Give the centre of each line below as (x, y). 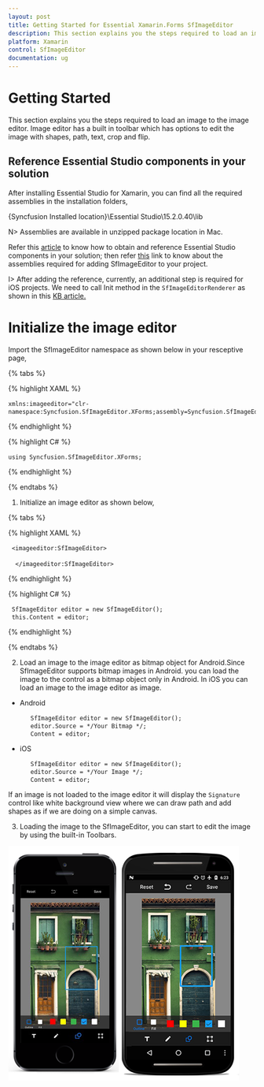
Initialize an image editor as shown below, (87, 502)
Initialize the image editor (92, 328)
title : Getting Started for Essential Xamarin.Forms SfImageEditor (121, 25)
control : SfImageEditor (47, 50)
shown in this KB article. (47, 296)
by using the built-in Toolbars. (68, 835)
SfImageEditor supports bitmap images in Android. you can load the (129, 671)
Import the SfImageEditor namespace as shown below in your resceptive (126, 349)
